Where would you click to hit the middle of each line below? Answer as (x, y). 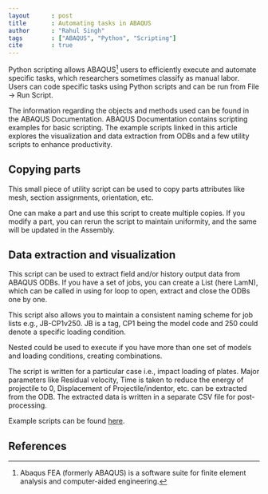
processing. (28, 405)
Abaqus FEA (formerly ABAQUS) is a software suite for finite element (133, 473)
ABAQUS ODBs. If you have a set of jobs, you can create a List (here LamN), (133, 283)
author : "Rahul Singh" (57, 30)
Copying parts (45, 170)
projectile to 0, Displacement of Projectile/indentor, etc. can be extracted (128, 388)
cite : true (41, 46)
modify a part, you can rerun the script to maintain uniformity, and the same (132, 221)
